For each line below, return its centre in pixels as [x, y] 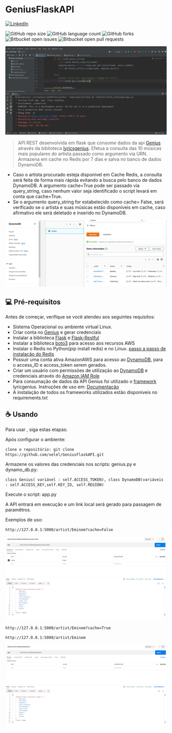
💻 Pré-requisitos [33, 302]
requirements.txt [30, 398]
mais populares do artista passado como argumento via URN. [82, 154]
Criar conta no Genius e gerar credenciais [57, 332]
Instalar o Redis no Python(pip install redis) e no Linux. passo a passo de [89, 349]
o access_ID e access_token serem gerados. [60, 365]
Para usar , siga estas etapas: [36, 429]
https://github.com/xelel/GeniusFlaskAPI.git [55, 455]
